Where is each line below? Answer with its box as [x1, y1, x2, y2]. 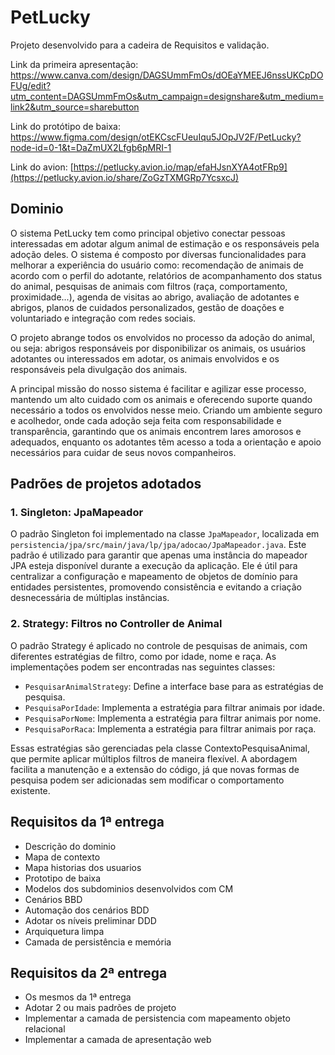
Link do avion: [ [10, 161, 74, 173]
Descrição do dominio [24, 840, 117, 852]
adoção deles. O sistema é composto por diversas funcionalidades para [10, 248, 307, 260]
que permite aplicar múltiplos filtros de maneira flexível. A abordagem [10, 752, 298, 765]
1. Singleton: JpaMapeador [10, 506, 144, 520]
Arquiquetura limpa [24, 925, 105, 937]
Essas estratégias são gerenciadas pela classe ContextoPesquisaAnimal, [10, 742, 311, 754]
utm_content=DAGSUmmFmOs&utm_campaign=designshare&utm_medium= [10, 90, 325, 102]
